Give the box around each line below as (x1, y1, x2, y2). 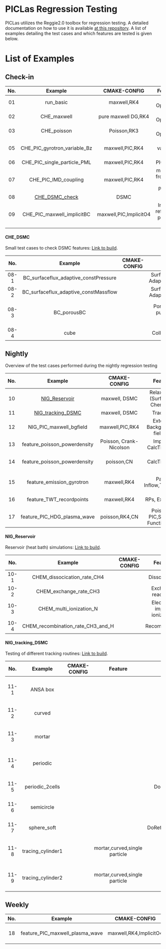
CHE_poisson (41, 127, 73, 134)
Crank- (121, 437, 139, 444)
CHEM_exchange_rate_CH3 (36, 588, 100, 595)
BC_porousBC (53, 309, 86, 316)
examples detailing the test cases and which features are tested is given (5, 30, 152, 36)
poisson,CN (106, 458, 133, 465)
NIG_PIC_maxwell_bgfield (28, 423, 87, 430)
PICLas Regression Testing (5, 3, 118, 15)
